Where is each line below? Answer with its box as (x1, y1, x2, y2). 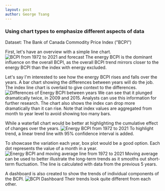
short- (147, 156, 160, 161)
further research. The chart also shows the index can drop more (5, 100, 135, 106)
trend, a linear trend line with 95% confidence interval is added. (5, 130, 134, 136)
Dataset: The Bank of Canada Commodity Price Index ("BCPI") (5, 39, 132, 45)
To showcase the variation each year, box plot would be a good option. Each (5, 140, 160, 146)
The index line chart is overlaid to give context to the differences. (5, 84, 137, 90)
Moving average (125, 151, 158, 157)
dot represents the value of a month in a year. (5, 145, 98, 151)
